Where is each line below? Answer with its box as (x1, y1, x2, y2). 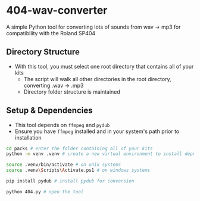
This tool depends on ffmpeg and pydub (14, 121, 110, 128)
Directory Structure (6, 47, 80, 57)
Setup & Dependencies (6, 106, 93, 116)
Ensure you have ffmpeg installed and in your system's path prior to (14, 128, 180, 135)
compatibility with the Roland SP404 (6, 29, 96, 36)
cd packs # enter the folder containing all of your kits (6, 146, 153, 151)
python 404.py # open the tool (6, 188, 84, 194)
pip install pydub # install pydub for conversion (6, 178, 135, 184)
